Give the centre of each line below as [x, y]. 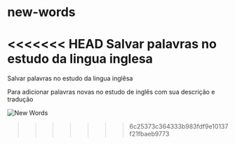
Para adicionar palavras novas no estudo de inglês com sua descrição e [111, 92]
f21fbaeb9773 [149, 134]
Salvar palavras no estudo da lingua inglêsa [70, 78]
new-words [41, 12]
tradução [20, 99]
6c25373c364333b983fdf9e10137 [179, 127]
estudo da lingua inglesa [80, 59]
